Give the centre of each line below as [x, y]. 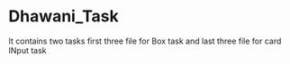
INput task [27, 50]
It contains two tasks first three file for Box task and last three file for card [145, 41]
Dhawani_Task [63, 16]
